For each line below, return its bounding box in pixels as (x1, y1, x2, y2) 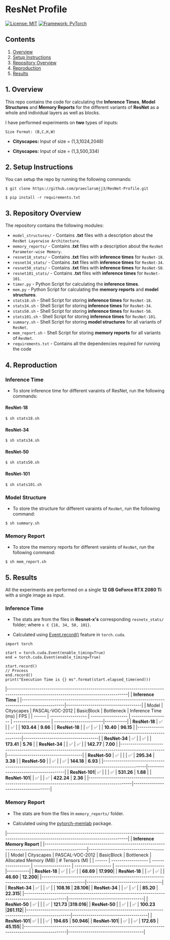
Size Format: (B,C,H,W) (5, 129, 56, 135)
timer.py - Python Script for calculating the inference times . (12, 281, 140, 287)
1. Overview (5, 85, 43, 94)
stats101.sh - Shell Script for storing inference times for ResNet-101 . (12, 313, 157, 319)
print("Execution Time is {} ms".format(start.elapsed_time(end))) (5, 677, 151, 682)
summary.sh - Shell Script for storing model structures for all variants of (12, 319, 162, 325)
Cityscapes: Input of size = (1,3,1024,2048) (12, 138, 104, 144)
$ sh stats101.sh (5, 482, 42, 487)
